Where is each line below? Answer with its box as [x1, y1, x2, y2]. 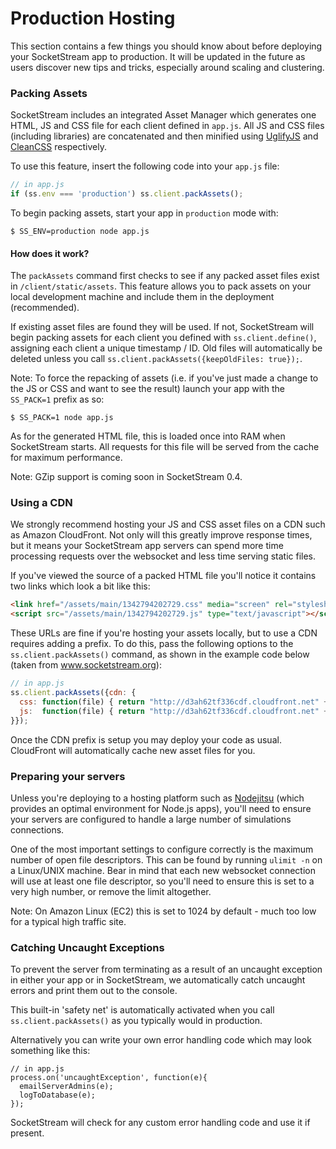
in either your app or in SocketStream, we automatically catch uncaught [10, 974, 306, 986]
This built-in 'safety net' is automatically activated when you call [10, 1004, 275, 1016]
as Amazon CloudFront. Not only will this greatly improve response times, [10, 529, 313, 541]
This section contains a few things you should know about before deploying [10, 40, 323, 52]
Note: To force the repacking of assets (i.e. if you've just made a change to [10, 372, 319, 384]
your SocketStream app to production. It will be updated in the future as [10, 50, 306, 62]
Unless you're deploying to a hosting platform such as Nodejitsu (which [10, 792, 305, 804]
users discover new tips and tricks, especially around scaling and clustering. [10, 61, 325, 73]
